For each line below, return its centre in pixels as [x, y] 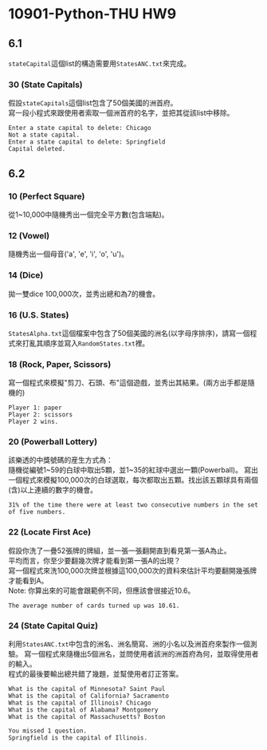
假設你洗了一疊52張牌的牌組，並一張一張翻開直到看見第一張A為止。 [120, 551]
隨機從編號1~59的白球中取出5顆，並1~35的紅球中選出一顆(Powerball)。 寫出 [133, 470]
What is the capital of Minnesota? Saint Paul [87, 689]
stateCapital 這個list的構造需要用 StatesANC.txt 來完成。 [100, 63]
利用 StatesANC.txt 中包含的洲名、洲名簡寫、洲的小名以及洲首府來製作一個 [130, 644]
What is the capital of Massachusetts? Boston [87, 717]
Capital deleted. [37, 149]
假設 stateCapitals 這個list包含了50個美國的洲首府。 [93, 103]
